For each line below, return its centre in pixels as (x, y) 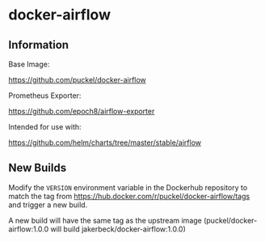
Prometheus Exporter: (45, 96)
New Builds (38, 168)
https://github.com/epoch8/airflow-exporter (82, 111)
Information (39, 45)
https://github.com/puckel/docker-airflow (78, 80)
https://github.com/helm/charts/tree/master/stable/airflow (105, 142)
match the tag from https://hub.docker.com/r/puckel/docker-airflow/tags (129, 196)
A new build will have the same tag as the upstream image (105, 220)
